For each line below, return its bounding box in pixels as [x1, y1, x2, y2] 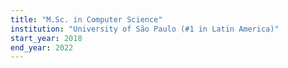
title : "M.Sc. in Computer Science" [10, 14, 163, 25]
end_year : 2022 [10, 42, 74, 53]
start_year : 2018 [10, 33, 83, 43]
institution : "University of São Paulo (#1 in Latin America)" [10, 24, 280, 34]
